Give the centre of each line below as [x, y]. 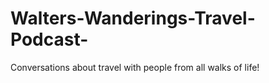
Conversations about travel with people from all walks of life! [135, 67]
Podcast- [49, 39]
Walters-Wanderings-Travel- [133, 18]
